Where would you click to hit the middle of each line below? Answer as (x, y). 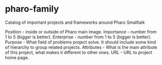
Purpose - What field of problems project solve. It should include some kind (81, 42)
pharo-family (32, 9)
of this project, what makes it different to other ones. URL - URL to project (79, 52)
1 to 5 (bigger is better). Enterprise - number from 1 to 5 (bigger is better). (78, 37)
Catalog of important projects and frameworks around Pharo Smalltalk (75, 22)
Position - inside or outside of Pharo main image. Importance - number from (81, 32)
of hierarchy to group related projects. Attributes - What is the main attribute (81, 47)
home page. (17, 57)
